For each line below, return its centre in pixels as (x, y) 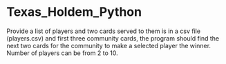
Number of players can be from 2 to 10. (62, 53)
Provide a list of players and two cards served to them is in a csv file (104, 31)
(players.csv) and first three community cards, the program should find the (113, 38)
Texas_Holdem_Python (74, 12)
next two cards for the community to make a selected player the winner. (109, 45)
